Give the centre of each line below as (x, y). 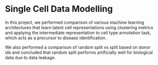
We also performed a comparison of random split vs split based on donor (78, 47)
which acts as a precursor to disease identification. (56, 38)
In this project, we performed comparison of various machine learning (75, 22)
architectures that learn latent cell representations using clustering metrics (79, 27)
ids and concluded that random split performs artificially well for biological (79, 52)
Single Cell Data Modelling (59, 9)
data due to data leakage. (30, 57)
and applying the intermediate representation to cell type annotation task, (78, 32)
